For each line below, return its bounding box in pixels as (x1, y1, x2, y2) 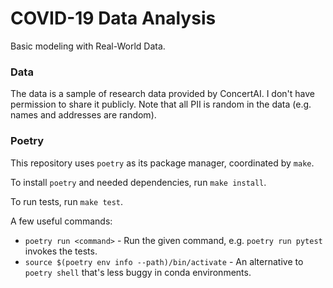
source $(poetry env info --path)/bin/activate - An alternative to (24, 255, 304, 267)
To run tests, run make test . (10, 195, 124, 207)
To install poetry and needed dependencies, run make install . (10, 176, 267, 188)
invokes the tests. (24, 245, 98, 257)
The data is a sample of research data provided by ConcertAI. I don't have (10, 88, 315, 100)
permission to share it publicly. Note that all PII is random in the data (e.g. (10, 98, 312, 111)
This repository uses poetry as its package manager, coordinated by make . (10, 157, 315, 169)
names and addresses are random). (10, 109, 157, 121)
